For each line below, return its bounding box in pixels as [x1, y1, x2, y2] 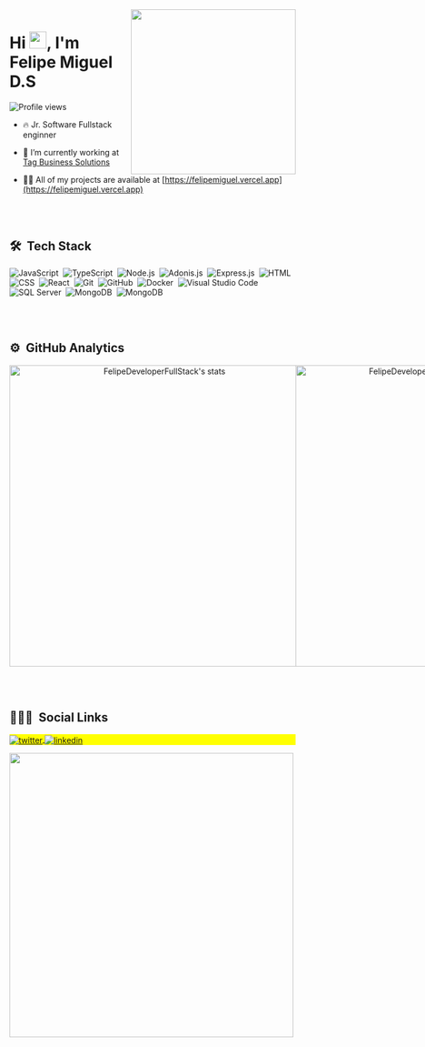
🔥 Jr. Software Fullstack [22, 118, 113, 130]
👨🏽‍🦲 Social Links [9, 710, 109, 725]
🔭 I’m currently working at [22, 146, 120, 157]
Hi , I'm [9, 33, 80, 54]
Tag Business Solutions [22, 156, 111, 167]
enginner [22, 129, 57, 140]
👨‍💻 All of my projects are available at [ [22, 174, 165, 185]
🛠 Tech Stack [9, 238, 93, 254]
